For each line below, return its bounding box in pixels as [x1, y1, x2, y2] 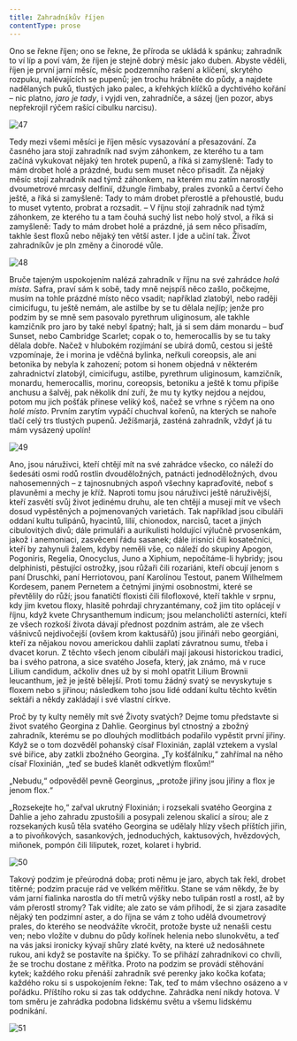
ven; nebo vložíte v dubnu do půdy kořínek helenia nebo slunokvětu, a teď [9, 930, 280, 941]
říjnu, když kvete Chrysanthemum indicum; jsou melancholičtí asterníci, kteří [9, 609, 287, 620]
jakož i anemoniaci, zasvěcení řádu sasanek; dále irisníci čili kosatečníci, [9, 534, 273, 544]
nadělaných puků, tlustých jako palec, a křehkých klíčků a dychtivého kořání [9, 83, 286, 94]
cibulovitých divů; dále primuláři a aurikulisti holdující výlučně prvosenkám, [9, 524, 283, 536]
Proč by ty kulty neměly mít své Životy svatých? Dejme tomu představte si [9, 711, 279, 721]
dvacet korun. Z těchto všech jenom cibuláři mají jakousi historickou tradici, [9, 647, 284, 658]
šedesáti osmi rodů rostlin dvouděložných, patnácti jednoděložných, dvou [9, 468, 278, 479]
